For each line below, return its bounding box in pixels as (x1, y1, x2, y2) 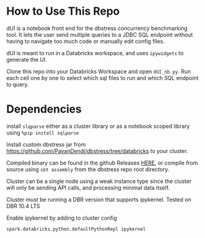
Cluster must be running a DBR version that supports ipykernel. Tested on (6, 196, 192, 203)
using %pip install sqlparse (6, 128, 79, 136)
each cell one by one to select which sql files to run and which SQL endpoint (6, 74, 199, 81)
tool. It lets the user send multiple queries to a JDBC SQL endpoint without (6, 31, 193, 38)
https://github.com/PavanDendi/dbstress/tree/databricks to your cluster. (6, 147, 188, 154)
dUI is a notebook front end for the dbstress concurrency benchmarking (6, 24, 188, 32)
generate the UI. (6, 56, 48, 63)
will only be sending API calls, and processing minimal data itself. (6, 184, 170, 191)
